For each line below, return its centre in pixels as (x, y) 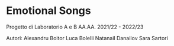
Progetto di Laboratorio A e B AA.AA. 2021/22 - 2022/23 (75, 27)
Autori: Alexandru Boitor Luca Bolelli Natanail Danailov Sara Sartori (87, 38)
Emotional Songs (49, 11)
